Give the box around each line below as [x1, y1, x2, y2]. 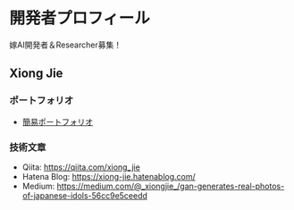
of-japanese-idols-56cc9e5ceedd [21, 189, 147, 201]
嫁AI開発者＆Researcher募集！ [9, 39, 122, 50]
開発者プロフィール [9, 8, 150, 29]
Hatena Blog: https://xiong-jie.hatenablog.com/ [21, 171, 197, 181]
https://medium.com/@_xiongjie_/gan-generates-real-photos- [56, 181, 285, 191]
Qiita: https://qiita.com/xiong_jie [21, 162, 140, 172]
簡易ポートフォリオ [21, 116, 94, 127]
